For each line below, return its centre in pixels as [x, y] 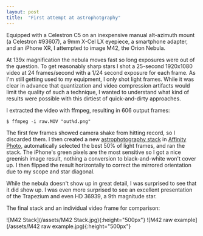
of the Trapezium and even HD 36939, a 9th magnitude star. [81, 196]
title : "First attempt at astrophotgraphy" [64, 18]
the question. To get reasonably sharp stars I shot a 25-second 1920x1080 [99, 66]
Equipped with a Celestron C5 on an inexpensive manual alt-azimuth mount [101, 35]
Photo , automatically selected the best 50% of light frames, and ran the [96, 145]
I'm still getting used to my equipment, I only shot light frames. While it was [100, 79]
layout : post [23, 12]
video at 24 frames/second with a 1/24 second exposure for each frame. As [101, 72]
